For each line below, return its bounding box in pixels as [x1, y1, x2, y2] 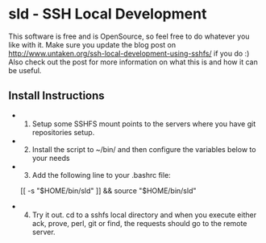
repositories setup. [31, 127, 95, 137]
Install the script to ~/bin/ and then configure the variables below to [31, 144, 256, 154]
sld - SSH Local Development [8, 5, 207, 23]
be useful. [8, 65, 42, 75]
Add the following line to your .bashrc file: [31, 170, 171, 179]
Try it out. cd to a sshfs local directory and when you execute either [31, 210, 256, 220]
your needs [31, 153, 70, 163]
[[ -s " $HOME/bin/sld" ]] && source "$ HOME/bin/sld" [19, 186, 197, 196]
